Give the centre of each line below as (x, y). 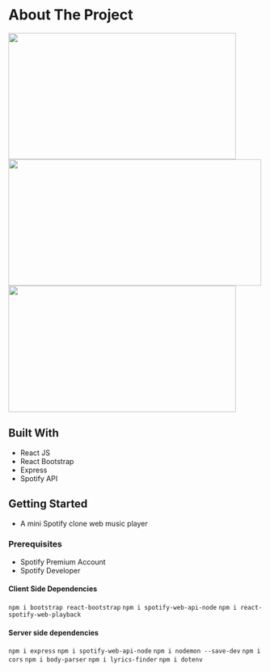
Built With (34, 433)
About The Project (71, 15)
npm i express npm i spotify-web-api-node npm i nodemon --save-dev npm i (135, 651)
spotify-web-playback (45, 615)
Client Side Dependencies (53, 589)
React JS (35, 452)
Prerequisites (35, 544)
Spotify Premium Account (63, 562)
